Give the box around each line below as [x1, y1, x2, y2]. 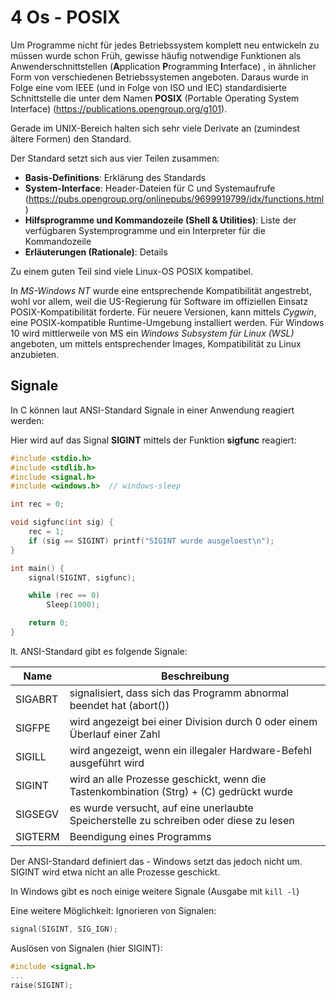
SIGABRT [15, 692, 59, 706]
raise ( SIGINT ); [10, 980, 74, 990]
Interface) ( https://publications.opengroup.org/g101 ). [10, 102, 228, 115]
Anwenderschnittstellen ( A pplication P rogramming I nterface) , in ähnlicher [10, 60, 317, 72]
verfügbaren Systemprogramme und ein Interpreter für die [24, 224, 266, 236]
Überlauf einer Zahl [69, 727, 161, 741]
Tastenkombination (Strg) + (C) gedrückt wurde [69, 784, 294, 798]
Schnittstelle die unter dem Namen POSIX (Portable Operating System [10, 92, 300, 104]
